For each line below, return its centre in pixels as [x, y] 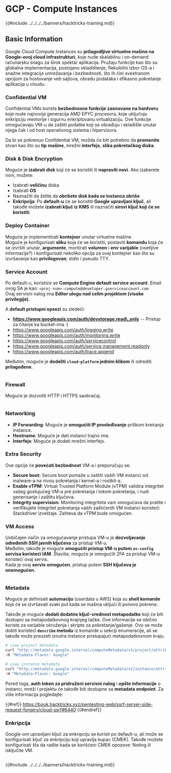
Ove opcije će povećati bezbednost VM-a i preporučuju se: [68, 465]
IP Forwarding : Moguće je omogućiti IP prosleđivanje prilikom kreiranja [88, 424]
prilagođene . [19, 367]
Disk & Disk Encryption [34, 158]
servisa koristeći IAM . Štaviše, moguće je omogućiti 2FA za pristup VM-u [83, 554]
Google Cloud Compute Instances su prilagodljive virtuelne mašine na [80, 51]
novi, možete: [20, 175]
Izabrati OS [24, 191]
